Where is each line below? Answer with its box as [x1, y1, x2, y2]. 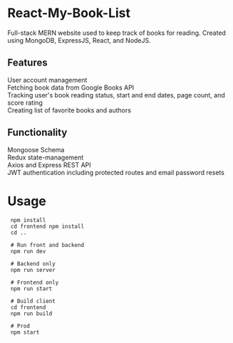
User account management [7, 75, 88, 84]
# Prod [10, 322, 31, 329]
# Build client [10, 297, 56, 305]
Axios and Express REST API [7, 160, 91, 169]
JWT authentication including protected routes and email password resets [7, 168, 224, 176]
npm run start [10, 285, 53, 292]
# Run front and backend [10, 241, 84, 248]
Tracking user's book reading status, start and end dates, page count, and [7, 90, 226, 99]
